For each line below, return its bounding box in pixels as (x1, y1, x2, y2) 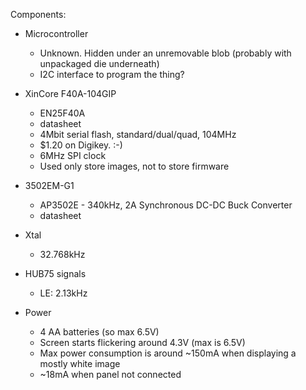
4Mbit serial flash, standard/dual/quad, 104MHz (39, 129, 237, 140)
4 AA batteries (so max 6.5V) (39, 326, 160, 338)
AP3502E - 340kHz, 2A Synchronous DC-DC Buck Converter (39, 199, 293, 211)
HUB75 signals (24, 268, 87, 279)
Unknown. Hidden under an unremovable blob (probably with (39, 47, 292, 59)
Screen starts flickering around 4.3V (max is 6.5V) (39, 337, 246, 348)
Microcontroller (24, 28, 89, 39)
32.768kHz (39, 249, 86, 260)
